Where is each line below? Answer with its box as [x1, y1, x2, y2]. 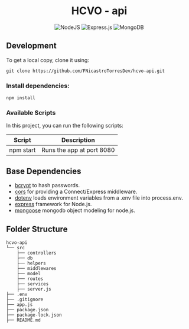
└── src [6, 245, 25, 250]
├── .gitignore [6, 297, 44, 302]
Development [6, 41, 57, 51]
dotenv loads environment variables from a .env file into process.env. [14, 194, 183, 201]
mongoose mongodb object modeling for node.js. [14, 207, 136, 214]
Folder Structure [6, 224, 68, 234]
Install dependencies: [6, 82, 70, 90]
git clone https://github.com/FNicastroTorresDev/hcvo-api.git [6, 68, 165, 74]
